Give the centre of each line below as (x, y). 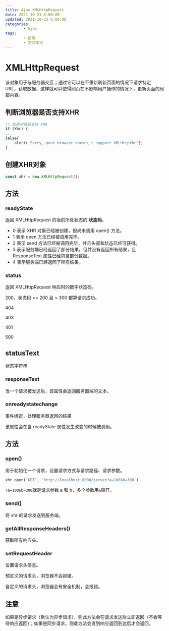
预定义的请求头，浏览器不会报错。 (41, 576)
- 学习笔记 (33, 43)
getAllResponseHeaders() (38, 529)
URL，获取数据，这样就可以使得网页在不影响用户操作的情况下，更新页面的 (82, 88)
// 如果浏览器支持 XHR (26, 124)
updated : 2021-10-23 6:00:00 (36, 19)
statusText (22, 353)
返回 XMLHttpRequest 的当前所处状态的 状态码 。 (56, 220)
